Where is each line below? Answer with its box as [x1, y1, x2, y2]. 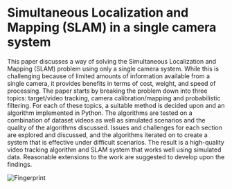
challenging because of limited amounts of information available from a [7, 71, 210, 80]
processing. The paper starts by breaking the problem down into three [7, 87, 208, 95]
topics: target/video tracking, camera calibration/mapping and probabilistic [7, 93, 221, 102]
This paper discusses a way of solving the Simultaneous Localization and [7, 57, 217, 65]
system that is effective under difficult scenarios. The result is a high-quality [7, 138, 225, 146]
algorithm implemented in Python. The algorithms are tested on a [7, 109, 193, 117]
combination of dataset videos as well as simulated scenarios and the [7, 116, 206, 124]
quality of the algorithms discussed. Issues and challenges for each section [7, 123, 223, 132]
